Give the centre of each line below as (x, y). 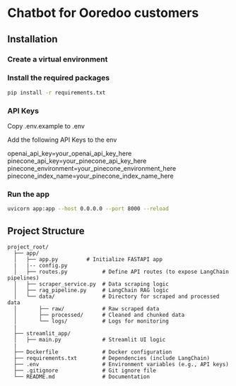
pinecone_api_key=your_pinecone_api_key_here (77, 161)
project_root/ (28, 247)
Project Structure (46, 231)
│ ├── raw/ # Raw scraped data (87, 308)
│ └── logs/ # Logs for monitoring (92, 321)
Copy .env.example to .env (46, 126)
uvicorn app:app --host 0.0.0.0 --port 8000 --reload (88, 209)
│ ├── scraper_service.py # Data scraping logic (92, 284)
